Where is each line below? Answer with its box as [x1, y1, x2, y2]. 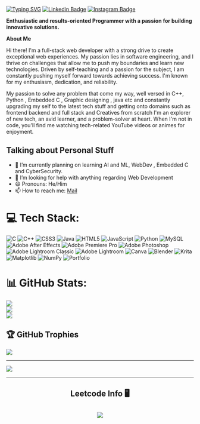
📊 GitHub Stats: [6, 276, 87, 290]
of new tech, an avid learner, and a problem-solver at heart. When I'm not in [6, 115, 192, 122]
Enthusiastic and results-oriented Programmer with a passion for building [6, 17, 192, 24]
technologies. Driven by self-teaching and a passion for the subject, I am [6, 66, 185, 73]
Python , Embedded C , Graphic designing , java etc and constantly [6, 96, 171, 103]
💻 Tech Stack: [6, 211, 80, 225]
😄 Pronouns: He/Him [14, 180, 67, 188]
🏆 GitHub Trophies [6, 330, 79, 340]
